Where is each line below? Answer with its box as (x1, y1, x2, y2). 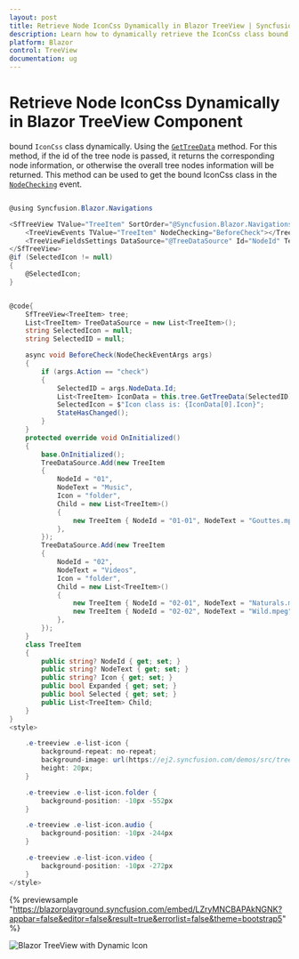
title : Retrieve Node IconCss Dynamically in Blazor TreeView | (9, 21, 253, 30)
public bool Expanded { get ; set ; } (41, 681, 177, 690)
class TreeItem (25, 640, 82, 649)
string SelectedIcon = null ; (25, 326, 133, 335)
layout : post (9, 12, 58, 22)
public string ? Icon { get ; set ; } (41, 673, 174, 682)
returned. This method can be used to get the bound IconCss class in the (9, 169, 278, 180)
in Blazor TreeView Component (9, 112, 243, 132)
